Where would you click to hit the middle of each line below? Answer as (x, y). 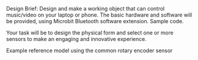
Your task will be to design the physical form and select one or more (90, 33)
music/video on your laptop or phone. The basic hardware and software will (99, 15)
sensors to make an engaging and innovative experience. (76, 39)
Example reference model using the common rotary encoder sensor (89, 50)
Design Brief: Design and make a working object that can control (86, 9)
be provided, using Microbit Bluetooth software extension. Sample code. (95, 21)
